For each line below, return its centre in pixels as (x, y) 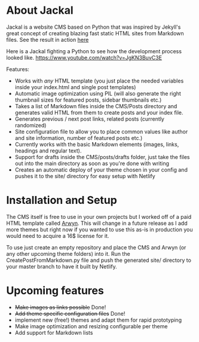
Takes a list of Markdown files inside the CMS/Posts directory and (96, 106)
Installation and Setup (62, 200)
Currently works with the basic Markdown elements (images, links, (97, 144)
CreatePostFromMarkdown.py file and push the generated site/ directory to (99, 260)
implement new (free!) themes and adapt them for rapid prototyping (98, 320)
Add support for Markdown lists (54, 332)
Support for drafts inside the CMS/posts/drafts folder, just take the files (102, 157)
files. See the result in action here (48, 39)
